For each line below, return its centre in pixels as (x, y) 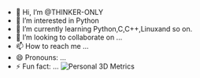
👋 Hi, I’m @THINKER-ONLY (59, 12)
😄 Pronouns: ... (41, 58)
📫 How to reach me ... (52, 46)
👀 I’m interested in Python (57, 20)
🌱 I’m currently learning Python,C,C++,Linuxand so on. (104, 29)
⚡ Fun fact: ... (37, 66)
